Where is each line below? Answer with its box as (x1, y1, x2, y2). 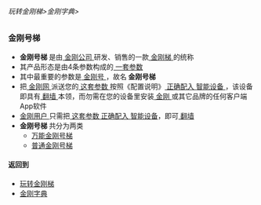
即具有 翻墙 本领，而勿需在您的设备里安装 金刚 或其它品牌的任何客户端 (19, 91, 248, 101)
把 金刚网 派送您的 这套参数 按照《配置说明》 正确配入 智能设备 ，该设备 (19, 82, 253, 91)
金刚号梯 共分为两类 (19, 121, 84, 130)
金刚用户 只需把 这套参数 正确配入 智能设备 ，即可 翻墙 (19, 111, 194, 120)
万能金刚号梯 (31, 130, 73, 140)
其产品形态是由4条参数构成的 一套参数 (19, 62, 143, 71)
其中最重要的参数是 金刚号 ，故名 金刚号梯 (19, 71, 156, 81)
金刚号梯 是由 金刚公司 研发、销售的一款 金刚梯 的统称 (19, 52, 194, 61)
